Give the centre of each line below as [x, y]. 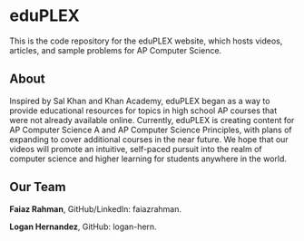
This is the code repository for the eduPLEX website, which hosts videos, [146, 41]
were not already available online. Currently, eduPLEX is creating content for [152, 120]
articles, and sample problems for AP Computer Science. [116, 50]
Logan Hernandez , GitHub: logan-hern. [83, 227]
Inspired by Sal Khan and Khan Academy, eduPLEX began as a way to [140, 101]
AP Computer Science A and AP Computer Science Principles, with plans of [151, 130]
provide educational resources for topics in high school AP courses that [143, 111]
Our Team [38, 187]
